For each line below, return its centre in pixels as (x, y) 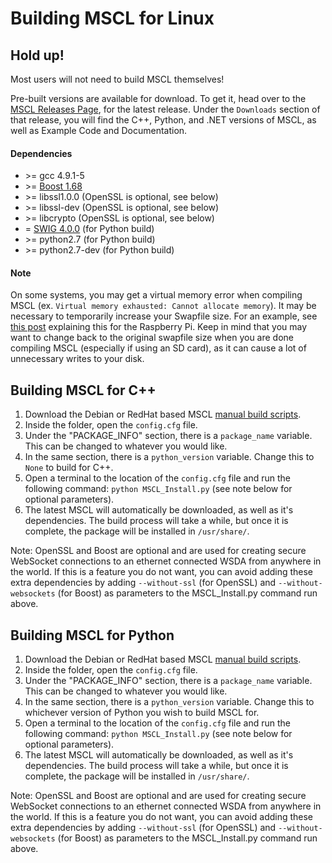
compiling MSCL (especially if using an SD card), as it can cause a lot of (158, 348)
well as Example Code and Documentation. (99, 130)
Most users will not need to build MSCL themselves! (117, 79)
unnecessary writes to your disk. (77, 359)
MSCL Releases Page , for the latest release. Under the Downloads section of (165, 109)
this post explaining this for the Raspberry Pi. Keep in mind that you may (159, 327)
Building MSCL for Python (92, 635)
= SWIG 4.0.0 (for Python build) (89, 229)
